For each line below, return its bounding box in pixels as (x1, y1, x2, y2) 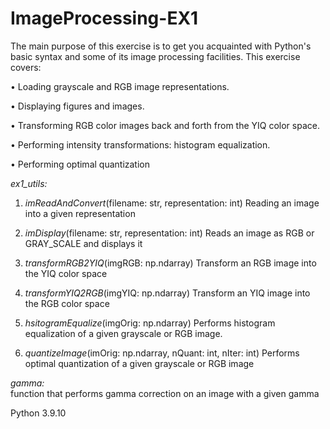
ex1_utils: (10, 177, 48, 189)
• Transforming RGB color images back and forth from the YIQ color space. (10, 119, 320, 131)
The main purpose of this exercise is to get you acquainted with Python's (10, 40, 312, 52)
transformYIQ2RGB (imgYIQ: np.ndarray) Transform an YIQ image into (24, 287, 311, 299)
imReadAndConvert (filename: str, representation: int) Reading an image (24, 197, 320, 209)
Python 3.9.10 (10, 407, 67, 419)
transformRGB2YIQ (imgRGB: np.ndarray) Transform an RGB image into (24, 257, 317, 269)
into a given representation (24, 207, 136, 219)
